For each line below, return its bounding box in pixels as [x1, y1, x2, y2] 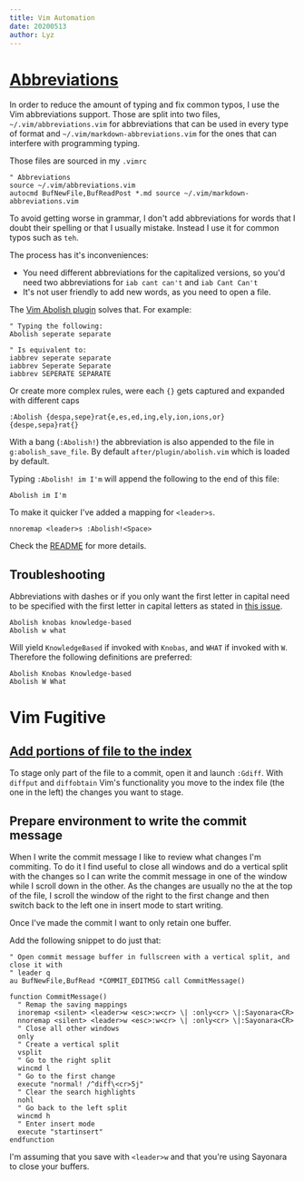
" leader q [9, 968, 51, 978]
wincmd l [17, 1064, 51, 1073]
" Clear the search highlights [17, 1087, 136, 1097]
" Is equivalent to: [9, 346, 88, 355]
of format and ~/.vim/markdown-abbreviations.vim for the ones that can [9, 128, 277, 139]
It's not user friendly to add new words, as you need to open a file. [22, 287, 271, 298]
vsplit [17, 1047, 43, 1057]
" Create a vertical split [17, 1039, 120, 1049]
